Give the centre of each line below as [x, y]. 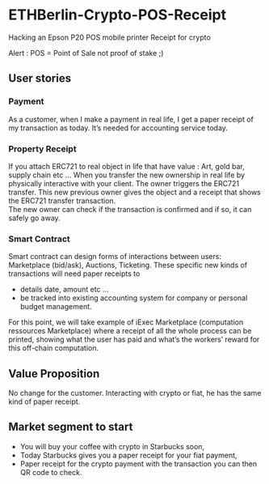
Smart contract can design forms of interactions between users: [115, 257]
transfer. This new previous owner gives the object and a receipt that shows [134, 192]
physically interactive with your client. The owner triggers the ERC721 [124, 183]
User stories [40, 79]
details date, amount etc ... [64, 290]
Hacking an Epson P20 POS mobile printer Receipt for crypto [110, 37]
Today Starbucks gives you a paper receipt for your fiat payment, [128, 455]
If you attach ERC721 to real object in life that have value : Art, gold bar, [126, 166]
